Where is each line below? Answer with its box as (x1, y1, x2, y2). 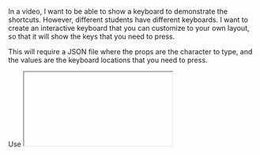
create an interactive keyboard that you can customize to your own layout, (8, 24, 250, 32)
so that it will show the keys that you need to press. (8, 31, 175, 41)
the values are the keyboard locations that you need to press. (8, 55, 208, 65)
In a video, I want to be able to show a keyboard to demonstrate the (8, 7, 228, 16)
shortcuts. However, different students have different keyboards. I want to (8, 15, 249, 24)
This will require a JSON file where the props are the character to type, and (8, 47, 253, 56)
